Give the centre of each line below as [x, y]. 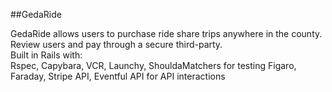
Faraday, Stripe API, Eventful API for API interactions [118, 76]
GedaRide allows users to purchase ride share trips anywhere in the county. [166, 33]
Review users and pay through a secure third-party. [116, 44]
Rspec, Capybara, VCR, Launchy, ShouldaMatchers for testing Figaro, [153, 65]
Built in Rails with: [46, 55]
